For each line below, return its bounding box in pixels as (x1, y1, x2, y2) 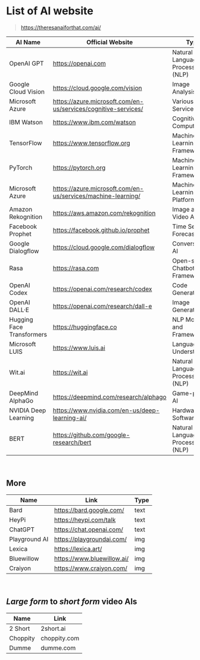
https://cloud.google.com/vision (52, 83, 142, 92)
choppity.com (40, 634, 79, 642)
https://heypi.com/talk (54, 515, 116, 524)
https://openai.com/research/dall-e (52, 302, 152, 310)
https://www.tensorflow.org (52, 139, 130, 147)
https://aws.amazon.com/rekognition (52, 208, 156, 217)
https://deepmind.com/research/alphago (52, 393, 167, 401)
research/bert (52, 438, 92, 446)
